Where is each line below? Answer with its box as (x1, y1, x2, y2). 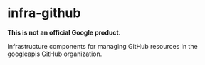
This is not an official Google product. (7, 28, 121, 37)
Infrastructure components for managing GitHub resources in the (7, 42, 198, 50)
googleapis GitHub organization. (7, 49, 102, 58)
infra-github (7, 5, 81, 21)
